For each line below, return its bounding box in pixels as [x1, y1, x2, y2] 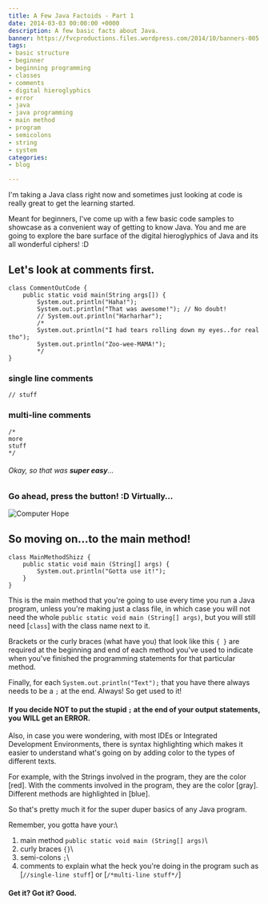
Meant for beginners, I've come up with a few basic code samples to [8, 214, 234, 224]
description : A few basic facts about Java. [8, 26, 159, 34]
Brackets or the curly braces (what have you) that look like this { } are [8, 636, 240, 646]
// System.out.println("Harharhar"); [37, 312, 162, 320]
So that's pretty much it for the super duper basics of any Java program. [8, 805, 247, 814]
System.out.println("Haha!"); [37, 298, 138, 306]
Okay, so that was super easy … [8, 466, 114, 476]
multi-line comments [8, 410, 92, 421]
